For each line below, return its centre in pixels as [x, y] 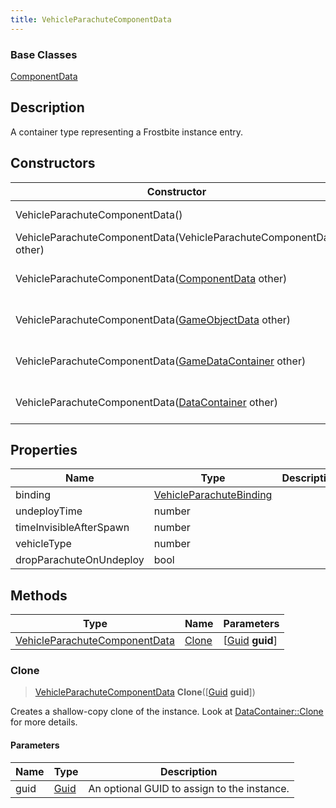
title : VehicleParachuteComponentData [91, 19]
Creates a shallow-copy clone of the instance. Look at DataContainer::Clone [167, 712]
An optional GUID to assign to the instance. [189, 788]
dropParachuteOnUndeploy [80, 560]
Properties [44, 449]
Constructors [53, 163]
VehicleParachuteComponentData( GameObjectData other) [153, 319]
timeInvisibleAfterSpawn [72, 528]
